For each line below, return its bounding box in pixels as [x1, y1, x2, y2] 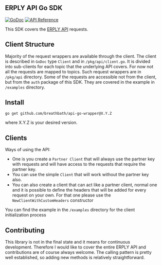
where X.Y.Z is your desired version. [5, 120, 78, 125]
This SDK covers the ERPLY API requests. [5, 26, 89, 32]
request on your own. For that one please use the [12, 192, 111, 198]
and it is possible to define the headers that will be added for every [12, 187, 146, 193]
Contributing [5, 226, 45, 234]
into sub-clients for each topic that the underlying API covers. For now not [5, 63, 154, 70]
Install [5, 98, 24, 106]
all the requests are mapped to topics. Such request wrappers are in [5, 69, 142, 74]
